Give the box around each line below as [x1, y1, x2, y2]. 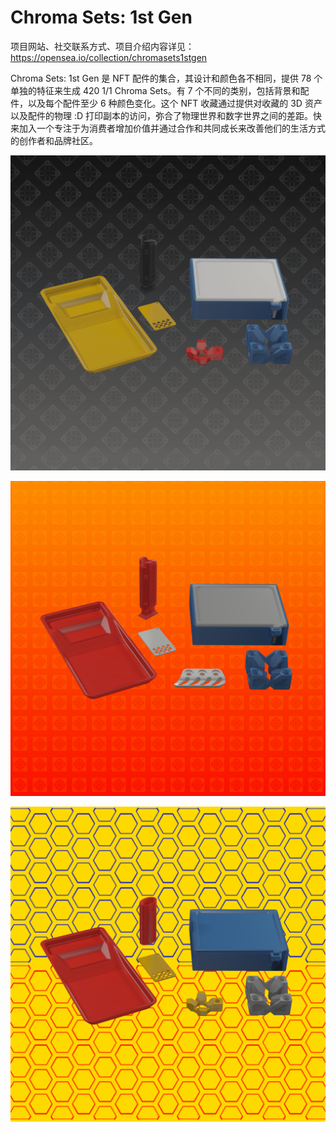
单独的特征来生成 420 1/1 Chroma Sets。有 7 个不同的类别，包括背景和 [10, 84, 301, 96]
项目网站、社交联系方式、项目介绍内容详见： [10, 40, 195, 52]
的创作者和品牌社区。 [10, 134, 98, 146]
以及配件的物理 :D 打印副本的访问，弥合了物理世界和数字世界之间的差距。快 [10, 109, 323, 121]
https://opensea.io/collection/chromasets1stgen [10, 51, 208, 63]
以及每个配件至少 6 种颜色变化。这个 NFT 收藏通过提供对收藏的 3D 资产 [27, 97, 323, 109]
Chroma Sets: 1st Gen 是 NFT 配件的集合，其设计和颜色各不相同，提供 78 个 [10, 72, 323, 84]
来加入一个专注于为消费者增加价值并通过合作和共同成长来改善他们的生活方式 [10, 122, 326, 134]
